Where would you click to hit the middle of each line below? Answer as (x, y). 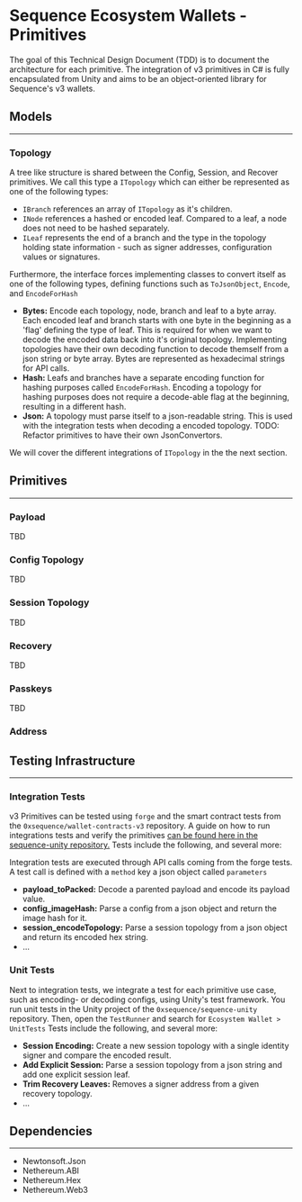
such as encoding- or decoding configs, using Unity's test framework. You (147, 999)
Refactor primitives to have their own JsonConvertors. (122, 435)
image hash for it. (55, 918)
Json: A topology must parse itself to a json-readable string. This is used (157, 416)
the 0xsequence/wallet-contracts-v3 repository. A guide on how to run (140, 826)
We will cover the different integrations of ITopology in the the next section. (148, 453)
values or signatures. (61, 257)
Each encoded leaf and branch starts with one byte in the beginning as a (157, 321)
